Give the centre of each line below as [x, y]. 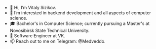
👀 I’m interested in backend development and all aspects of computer [80, 13]
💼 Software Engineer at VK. [38, 36]
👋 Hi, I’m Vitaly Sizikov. [33, 8]
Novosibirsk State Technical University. [50, 30]
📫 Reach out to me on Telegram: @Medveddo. [58, 41]
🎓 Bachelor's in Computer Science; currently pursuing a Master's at [79, 24]
